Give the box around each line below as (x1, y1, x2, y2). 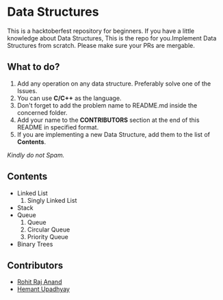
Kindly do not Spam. (7, 151, 65, 159)
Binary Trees (16, 240, 53, 248)
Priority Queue (27, 232, 68, 240)
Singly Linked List (27, 196, 77, 204)
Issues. (16, 86, 38, 95)
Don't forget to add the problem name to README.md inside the (16, 101, 198, 110)
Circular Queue (27, 225, 70, 234)
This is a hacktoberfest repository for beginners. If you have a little (7, 27, 195, 35)
